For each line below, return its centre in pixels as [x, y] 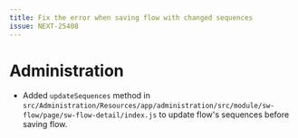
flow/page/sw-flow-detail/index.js [90, 115]
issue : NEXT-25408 [44, 26]
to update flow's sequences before [224, 115]
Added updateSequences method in [87, 96]
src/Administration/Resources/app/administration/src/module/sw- [148, 106]
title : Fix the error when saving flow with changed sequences [131, 18]
